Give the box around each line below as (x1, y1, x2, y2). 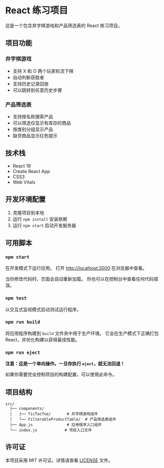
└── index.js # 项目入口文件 (10, 427, 92, 433)
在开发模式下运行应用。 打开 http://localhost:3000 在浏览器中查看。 (5, 265, 147, 271)
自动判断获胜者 (12, 74, 44, 80)
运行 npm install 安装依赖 (12, 216, 68, 222)
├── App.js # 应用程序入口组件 (10, 422, 102, 427)
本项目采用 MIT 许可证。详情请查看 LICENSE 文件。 (5, 457, 113, 463)
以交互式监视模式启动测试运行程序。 (5, 306, 81, 312)
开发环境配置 (5, 195, 46, 204)
